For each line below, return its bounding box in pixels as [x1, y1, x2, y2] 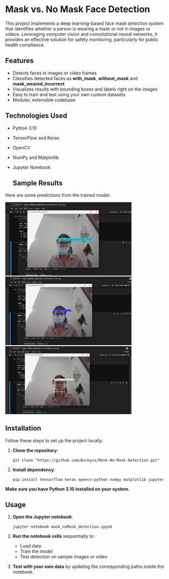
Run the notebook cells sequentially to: [12, 533, 95, 540]
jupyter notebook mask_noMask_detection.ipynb [12, 524, 112, 529]
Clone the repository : [12, 447, 59, 453]
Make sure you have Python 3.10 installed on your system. [5, 486, 130, 492]
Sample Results [12, 179, 63, 187]
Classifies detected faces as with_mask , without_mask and [12, 75, 138, 81]
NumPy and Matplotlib [12, 154, 59, 160]
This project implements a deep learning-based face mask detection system [5, 20, 164, 26]
